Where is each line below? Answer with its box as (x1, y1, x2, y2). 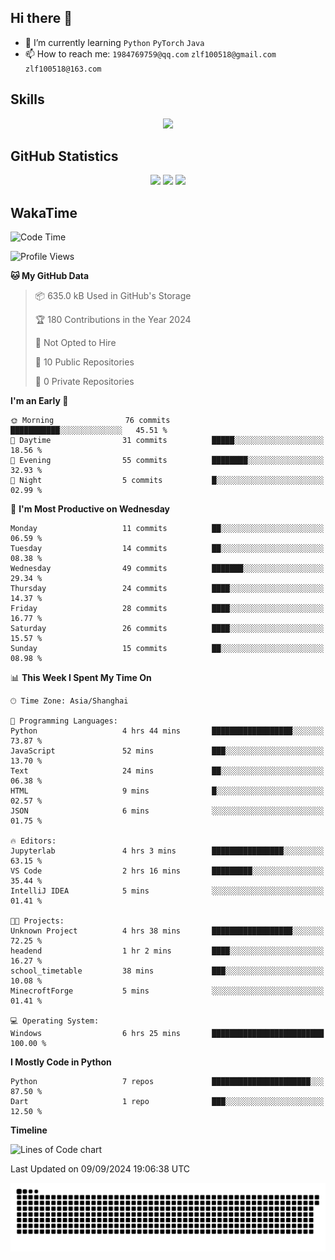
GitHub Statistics (10, 148, 119, 165)
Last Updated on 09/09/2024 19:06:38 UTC (10, 1163, 191, 1175)
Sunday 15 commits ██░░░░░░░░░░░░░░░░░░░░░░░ (10, 644, 325, 654)
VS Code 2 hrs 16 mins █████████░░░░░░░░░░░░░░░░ (10, 866, 325, 876)
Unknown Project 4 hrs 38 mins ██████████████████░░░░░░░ (10, 926, 325, 936)
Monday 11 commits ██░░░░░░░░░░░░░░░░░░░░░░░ (10, 524, 325, 534)
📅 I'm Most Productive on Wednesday (10, 503, 170, 515)
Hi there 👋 (10, 10, 73, 27)
